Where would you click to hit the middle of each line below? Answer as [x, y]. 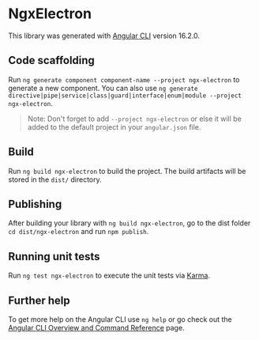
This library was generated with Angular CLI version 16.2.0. [104, 36]
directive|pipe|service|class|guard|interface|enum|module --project [125, 96]
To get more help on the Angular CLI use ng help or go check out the [120, 319]
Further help [39, 300]
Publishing [35, 204]
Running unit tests [54, 257]
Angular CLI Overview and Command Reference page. [96, 328]
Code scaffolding [51, 60]
